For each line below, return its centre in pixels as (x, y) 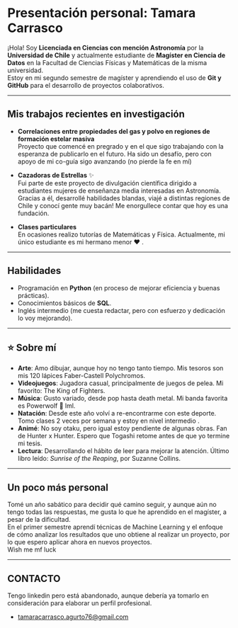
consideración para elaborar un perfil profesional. (80, 603)
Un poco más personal (58, 487)
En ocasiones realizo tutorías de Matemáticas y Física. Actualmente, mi (121, 234)
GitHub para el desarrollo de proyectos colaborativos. (86, 85)
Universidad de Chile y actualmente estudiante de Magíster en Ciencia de (117, 55)
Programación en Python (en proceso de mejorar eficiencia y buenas (119, 287)
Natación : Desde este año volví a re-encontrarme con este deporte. (117, 413)
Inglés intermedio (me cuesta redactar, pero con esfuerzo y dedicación (121, 310)
